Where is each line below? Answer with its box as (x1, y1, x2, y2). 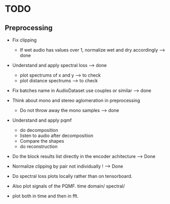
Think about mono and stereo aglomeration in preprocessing (12, 98, 140, 103)
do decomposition (19, 127, 58, 133)
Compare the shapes (19, 138, 65, 144)
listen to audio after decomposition (19, 132, 93, 139)
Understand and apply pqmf (12, 117, 72, 123)
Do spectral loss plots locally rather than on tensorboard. (12, 173, 133, 179)
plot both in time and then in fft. (12, 193, 79, 199)
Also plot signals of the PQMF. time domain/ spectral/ (12, 183, 125, 189)
